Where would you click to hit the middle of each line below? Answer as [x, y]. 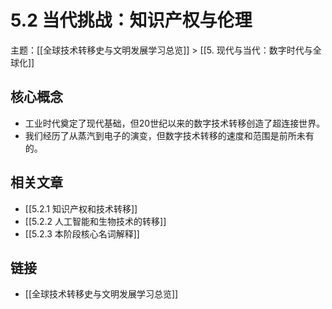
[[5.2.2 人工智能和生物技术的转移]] [95, 221]
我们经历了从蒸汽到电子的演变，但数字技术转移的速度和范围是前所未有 [169, 135]
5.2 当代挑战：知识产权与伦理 [131, 20]
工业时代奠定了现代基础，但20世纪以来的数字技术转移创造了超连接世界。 [175, 123]
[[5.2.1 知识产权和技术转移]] [81, 208]
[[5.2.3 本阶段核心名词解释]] [82, 233]
